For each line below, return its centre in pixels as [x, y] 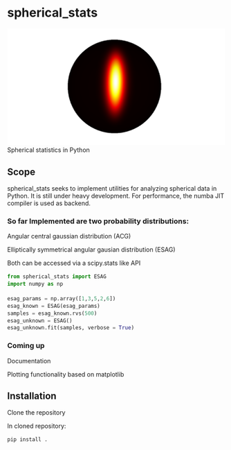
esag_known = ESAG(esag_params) [54, 306]
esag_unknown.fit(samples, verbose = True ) [71, 328]
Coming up [26, 346]
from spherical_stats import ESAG [57, 277]
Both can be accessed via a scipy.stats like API [74, 263]
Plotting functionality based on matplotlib [66, 374]
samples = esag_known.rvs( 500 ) [52, 313]
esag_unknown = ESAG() [40, 320]
